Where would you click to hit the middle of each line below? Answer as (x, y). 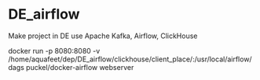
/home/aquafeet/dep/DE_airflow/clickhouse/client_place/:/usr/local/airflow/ (130, 59)
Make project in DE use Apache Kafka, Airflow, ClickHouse (103, 36)
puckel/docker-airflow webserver (80, 67)
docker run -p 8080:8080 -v (54, 50)
